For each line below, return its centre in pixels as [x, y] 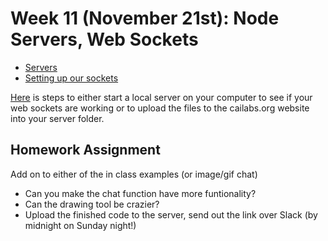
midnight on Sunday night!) [80, 225]
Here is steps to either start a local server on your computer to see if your [161, 97]
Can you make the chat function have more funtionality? [140, 193]
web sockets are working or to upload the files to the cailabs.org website [160, 108]
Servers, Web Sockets [104, 39]
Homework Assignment [85, 150]
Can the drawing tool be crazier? [92, 204]
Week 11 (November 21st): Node [145, 18]
